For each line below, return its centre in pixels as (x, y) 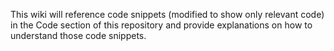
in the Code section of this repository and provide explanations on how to (161, 25)
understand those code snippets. (78, 35)
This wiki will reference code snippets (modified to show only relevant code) (167, 14)
